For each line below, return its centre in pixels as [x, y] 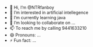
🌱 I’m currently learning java [38, 18]
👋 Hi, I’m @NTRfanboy [32, 7]
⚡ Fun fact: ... [23, 40]
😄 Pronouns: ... [25, 35]
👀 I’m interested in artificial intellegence [49, 12]
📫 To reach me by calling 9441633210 [48, 28]
